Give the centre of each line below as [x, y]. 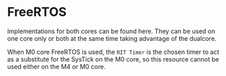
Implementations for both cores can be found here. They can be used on [111, 31]
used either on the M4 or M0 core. [56, 66]
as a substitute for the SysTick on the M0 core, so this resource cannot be [113, 59]
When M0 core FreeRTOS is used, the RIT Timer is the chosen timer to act [113, 52]
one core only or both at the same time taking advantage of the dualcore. [112, 38]
